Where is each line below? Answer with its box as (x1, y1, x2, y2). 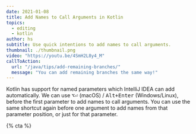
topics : (6, 20, 26, 25)
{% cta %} (6, 122, 31, 129)
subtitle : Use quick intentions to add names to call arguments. (6, 42, 171, 48)
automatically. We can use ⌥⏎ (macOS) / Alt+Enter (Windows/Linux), (6, 92, 179, 99)
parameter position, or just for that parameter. (6, 111, 118, 118)
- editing (11, 25, 36, 31)
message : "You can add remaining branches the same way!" (11, 69, 159, 75)
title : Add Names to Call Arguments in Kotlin (6, 14, 124, 20)
